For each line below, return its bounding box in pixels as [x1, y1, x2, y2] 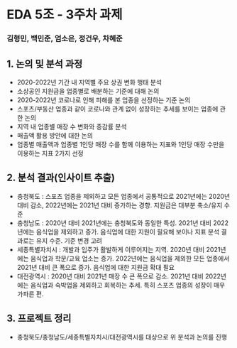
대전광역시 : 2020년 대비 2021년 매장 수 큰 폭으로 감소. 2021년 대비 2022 [16, 271, 221, 281]
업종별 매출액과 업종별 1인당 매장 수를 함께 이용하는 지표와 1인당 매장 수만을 [16, 140, 225, 148]
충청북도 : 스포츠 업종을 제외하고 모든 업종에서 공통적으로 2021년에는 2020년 [16, 192, 231, 200]
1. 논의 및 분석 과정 [6, 58, 83, 70]
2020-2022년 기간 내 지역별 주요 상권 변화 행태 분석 [16, 77, 162, 86]
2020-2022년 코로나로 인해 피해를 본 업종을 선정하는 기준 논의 [16, 95, 191, 104]
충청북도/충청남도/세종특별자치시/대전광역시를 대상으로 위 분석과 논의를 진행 [16, 332, 228, 341]
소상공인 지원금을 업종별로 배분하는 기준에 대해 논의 [16, 87, 160, 95]
